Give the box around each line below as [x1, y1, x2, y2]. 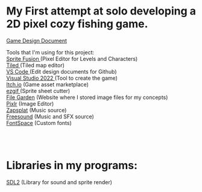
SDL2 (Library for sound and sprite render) [6, 178, 113, 185]
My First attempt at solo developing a [6, 4, 196, 18]
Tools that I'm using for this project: [6, 48, 95, 56]
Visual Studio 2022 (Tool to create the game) [6, 74, 118, 82]
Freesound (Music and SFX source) [6, 113, 95, 120]
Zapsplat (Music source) [6, 106, 67, 114]
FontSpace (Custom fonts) [6, 119, 72, 126]
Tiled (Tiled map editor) [6, 62, 65, 69]
